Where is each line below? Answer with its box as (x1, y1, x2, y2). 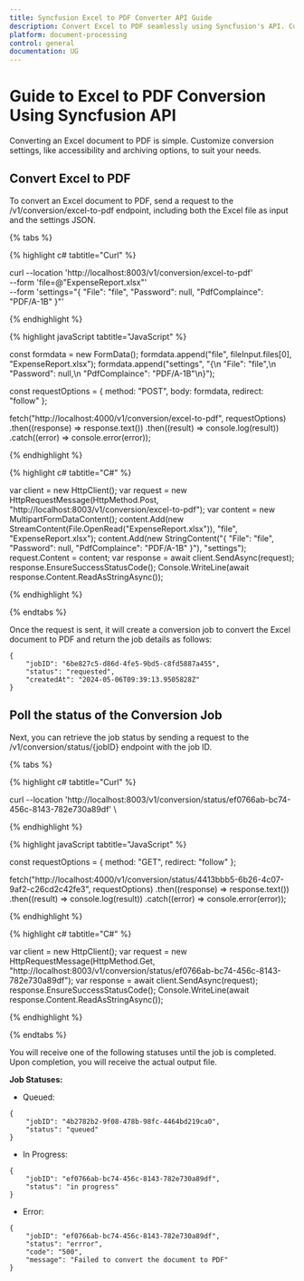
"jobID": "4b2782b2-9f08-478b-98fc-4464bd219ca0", (25, 1117, 221, 1126)
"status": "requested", (25, 667, 116, 676)
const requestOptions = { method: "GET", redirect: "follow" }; (9, 856, 237, 867)
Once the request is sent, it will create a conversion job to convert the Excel (9, 624, 291, 635)
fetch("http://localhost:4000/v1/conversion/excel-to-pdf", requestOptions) (9, 412, 287, 423)
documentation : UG (9, 47, 79, 56)
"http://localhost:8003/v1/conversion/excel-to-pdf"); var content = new (9, 504, 276, 515)
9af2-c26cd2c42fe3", (9, 883, 91, 894)
